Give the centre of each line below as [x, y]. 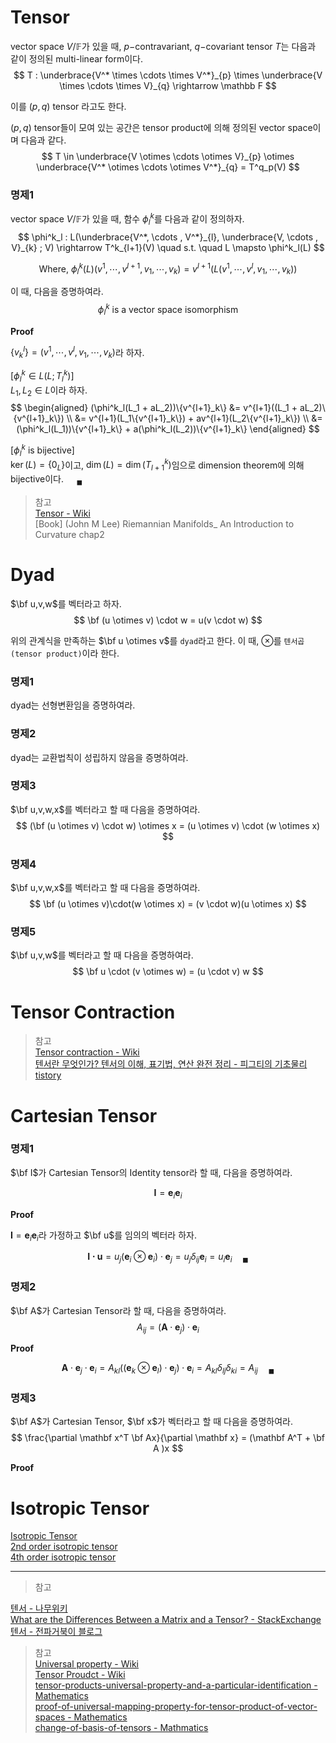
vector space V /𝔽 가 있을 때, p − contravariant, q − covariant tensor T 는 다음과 [163, 46]
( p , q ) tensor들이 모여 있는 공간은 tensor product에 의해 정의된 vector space [161, 127]
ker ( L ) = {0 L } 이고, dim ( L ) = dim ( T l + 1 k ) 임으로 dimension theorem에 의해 [157, 465]
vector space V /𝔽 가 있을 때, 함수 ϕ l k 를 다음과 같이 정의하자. [127, 219]
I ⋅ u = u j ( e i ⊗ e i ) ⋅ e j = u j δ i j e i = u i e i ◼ [168, 1258]
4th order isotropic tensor [63, 1557]
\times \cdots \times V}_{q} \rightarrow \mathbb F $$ [168, 85]
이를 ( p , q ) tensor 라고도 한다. [68, 106]
